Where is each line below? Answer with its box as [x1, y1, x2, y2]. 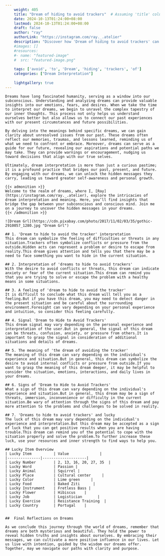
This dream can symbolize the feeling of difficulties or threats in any [5, 236, 160, 241]
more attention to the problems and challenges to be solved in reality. [5, 404, 160, 409]
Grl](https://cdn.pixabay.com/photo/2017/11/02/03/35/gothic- [23, 218, 153, 224]
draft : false [14, 26, 41, 31]
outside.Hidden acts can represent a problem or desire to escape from [5, 245, 155, 249]
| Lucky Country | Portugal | [5, 503, 87, 508]
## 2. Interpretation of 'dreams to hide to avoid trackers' [5, 262, 133, 267]
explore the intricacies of [90, 193, 148, 198]
